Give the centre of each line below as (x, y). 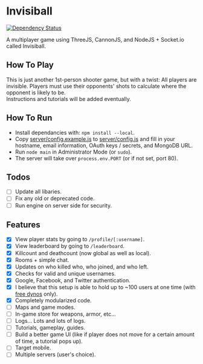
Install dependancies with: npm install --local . (75, 132)
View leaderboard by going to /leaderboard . (70, 246)
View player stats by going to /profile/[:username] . (80, 239)
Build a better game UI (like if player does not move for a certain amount (105, 334)
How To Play (30, 65)
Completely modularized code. (53, 300)
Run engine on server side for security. (63, 205)
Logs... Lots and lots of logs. (50, 321)
